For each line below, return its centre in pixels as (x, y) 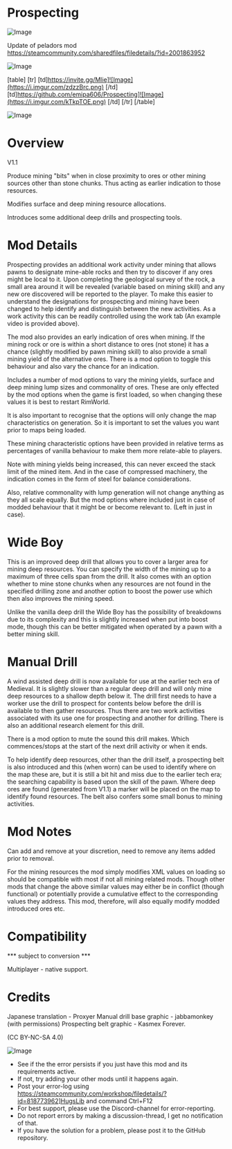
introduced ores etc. (36, 909)
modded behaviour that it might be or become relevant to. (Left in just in (110, 507)
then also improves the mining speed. (61, 598)
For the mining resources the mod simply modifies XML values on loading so (116, 872)
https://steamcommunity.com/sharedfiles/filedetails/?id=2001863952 (106, 53)
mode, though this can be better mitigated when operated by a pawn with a (115, 626)
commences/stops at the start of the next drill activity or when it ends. (107, 746)
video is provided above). (43, 323)
